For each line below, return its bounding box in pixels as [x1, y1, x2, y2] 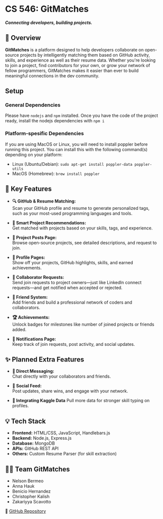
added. [12, 326, 27, 332]
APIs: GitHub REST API [12, 446, 59, 451]
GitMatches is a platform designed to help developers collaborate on [5, 46, 144, 52]
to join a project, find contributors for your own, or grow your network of [5, 62, 150, 68]
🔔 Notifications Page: [12, 336, 56, 342]
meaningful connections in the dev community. [5, 72, 100, 79]
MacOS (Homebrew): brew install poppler [12, 170, 100, 177]
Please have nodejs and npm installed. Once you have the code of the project [5, 113, 159, 118]
